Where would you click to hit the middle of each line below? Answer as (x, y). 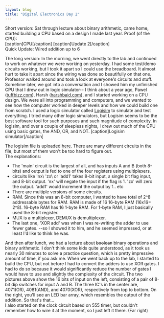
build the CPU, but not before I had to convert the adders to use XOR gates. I (82, 263)
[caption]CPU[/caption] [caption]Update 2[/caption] (58, 44)
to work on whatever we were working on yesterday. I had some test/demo (81, 64)
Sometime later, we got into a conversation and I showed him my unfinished (81, 84)
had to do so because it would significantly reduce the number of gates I (78, 269)
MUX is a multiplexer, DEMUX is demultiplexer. (59, 218)
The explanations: (23, 156)
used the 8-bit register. (35, 212)
